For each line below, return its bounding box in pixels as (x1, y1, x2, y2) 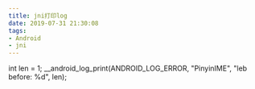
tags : (8, 26, 27, 34)
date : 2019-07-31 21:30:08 (8, 19, 99, 27)
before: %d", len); (8, 72, 67, 82)
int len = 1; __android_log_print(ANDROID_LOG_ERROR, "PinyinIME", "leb (8, 63, 248, 73)
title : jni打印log (8, 11, 68, 20)
